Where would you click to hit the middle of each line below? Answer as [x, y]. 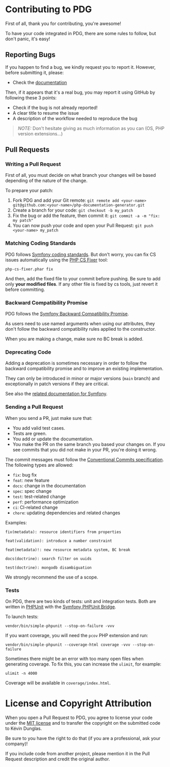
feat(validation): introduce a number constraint [59, 541]
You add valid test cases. [39, 428]
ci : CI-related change [35, 507]
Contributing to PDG [49, 9]
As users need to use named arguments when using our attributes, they [80, 324]
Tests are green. [30, 433]
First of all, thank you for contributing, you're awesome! [63, 23]
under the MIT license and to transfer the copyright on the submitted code [83, 723]
